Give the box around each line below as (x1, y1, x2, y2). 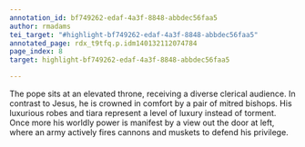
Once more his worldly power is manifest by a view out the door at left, (9, 117, 275, 128)
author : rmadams (9, 22, 71, 31)
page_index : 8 (9, 47, 64, 56)
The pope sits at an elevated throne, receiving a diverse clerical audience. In (9, 88, 296, 99)
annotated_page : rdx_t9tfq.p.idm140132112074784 (9, 38, 198, 48)
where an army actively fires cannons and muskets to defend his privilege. (9, 127, 289, 137)
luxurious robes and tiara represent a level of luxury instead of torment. (9, 108, 277, 118)
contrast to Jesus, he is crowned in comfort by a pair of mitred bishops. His (9, 98, 293, 109)
